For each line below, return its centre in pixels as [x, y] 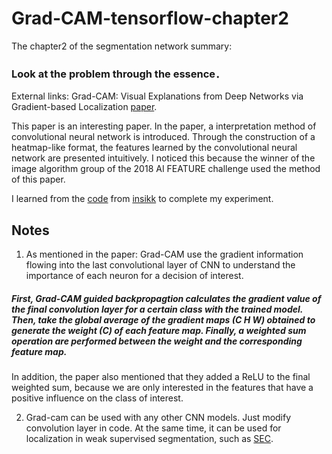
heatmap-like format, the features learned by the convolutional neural [154, 148]
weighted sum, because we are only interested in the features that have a [162, 388]
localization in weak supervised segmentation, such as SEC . [149, 439]
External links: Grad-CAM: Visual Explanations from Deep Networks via [157, 96]
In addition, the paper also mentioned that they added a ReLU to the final [161, 377]
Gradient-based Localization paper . [84, 107]
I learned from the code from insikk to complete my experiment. [142, 199]
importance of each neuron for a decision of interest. [134, 276]
